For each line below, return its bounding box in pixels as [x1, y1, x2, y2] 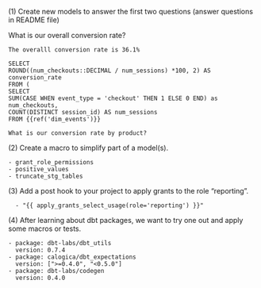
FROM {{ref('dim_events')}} [8, 115, 102, 123]
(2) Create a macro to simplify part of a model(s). [8, 143, 169, 152]
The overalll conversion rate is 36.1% [8, 46, 140, 54]
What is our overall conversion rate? [8, 31, 126, 40]
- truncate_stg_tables [8, 172, 83, 180]
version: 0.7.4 [15, 246, 66, 254]
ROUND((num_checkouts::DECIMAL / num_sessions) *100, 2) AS [8, 67, 212, 75]
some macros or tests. [8, 224, 82, 233]
